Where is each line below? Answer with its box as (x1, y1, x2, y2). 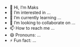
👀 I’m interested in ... (9, 10, 51, 15)
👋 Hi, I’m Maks (9, 5, 39, 10)
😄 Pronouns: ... (9, 32, 41, 38)
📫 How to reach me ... (9, 25, 55, 31)
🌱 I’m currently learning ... (9, 15, 62, 20)
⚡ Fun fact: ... (9, 37, 36, 43)
